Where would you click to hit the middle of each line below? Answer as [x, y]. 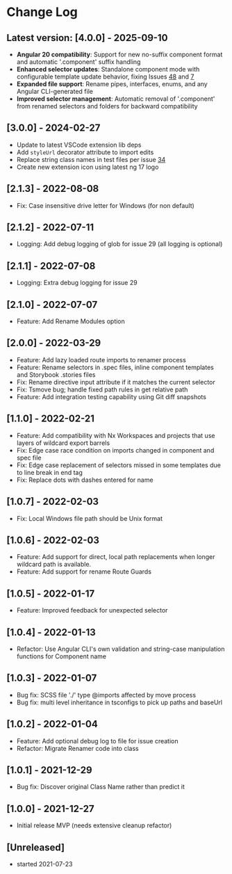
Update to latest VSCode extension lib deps [79, 145]
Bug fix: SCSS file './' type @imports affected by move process [106, 695]
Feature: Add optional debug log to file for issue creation [97, 741]
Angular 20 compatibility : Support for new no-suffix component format [119, 54]
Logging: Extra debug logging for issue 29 [77, 283]
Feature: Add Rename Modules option [71, 321]
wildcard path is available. [54, 565]
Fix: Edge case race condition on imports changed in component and [115, 450]
